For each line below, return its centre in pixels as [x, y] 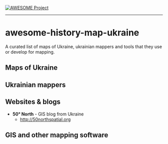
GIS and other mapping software [57, 135]
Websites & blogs [33, 102]
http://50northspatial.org [45, 119]
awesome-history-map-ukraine [72, 33]
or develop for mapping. [30, 52]
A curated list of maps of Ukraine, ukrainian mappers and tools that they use [84, 46]
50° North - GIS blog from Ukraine [48, 114]
